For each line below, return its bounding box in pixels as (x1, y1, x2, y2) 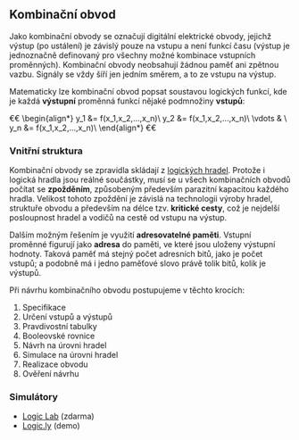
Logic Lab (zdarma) (21, 411, 96, 422)
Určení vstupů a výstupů (21, 311, 113, 322)
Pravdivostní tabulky (21, 321, 98, 332)
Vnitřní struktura (9, 145, 83, 157)
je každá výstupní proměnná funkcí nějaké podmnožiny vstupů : (9, 95, 245, 106)
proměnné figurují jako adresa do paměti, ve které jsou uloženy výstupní (9, 239, 276, 250)
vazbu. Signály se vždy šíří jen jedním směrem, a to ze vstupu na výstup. (9, 69, 277, 79)
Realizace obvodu (21, 359, 88, 369)
